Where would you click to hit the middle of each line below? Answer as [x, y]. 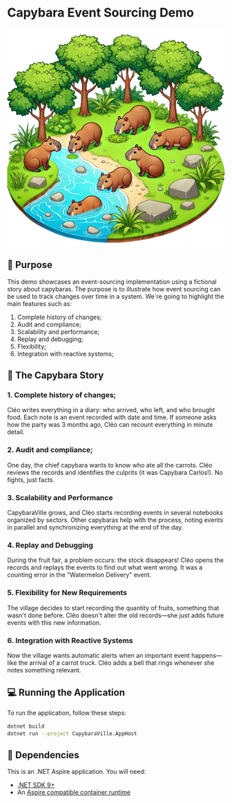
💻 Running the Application [66, 693]
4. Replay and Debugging [50, 545]
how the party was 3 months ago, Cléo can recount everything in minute [110, 425]
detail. [16, 432]
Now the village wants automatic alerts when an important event [98, 655]
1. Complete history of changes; [61, 395]
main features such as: [40, 303]
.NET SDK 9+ [36, 785]
